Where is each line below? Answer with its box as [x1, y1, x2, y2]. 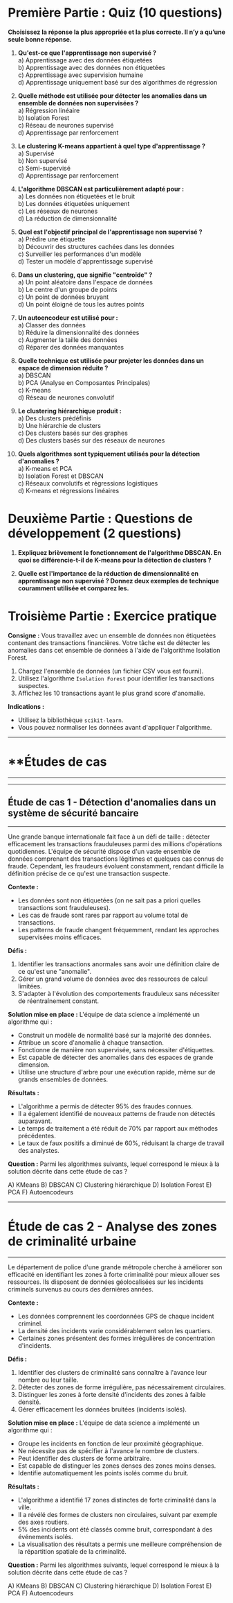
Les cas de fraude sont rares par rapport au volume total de [17, 911, 189, 919]
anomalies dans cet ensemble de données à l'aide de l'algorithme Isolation [8, 646, 221, 654]
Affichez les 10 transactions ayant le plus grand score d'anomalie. [17, 689, 206, 697]
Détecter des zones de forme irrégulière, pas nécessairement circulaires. [17, 1382, 226, 1391]
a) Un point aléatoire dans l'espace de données [17, 277, 153, 286]
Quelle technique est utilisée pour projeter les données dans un [17, 356, 205, 365]
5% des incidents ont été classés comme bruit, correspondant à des [17, 1525, 213, 1534]
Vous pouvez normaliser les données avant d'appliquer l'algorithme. [17, 723, 212, 731]
